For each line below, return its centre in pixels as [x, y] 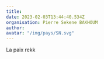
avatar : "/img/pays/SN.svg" [40, 33]
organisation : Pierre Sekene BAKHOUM [52, 22]
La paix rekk [21, 50]
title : [14, 11]
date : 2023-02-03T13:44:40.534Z [45, 17]
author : [15, 28]
